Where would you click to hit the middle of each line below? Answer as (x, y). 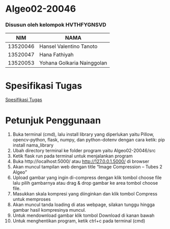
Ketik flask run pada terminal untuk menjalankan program (73, 156)
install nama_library (33, 145)
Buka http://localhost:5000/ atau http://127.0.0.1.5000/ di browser (81, 161)
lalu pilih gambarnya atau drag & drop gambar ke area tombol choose (85, 183)
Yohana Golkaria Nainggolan (73, 63)
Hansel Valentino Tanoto (68, 46)
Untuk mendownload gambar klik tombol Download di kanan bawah (83, 216)
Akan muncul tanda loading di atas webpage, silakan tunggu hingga (84, 205)
